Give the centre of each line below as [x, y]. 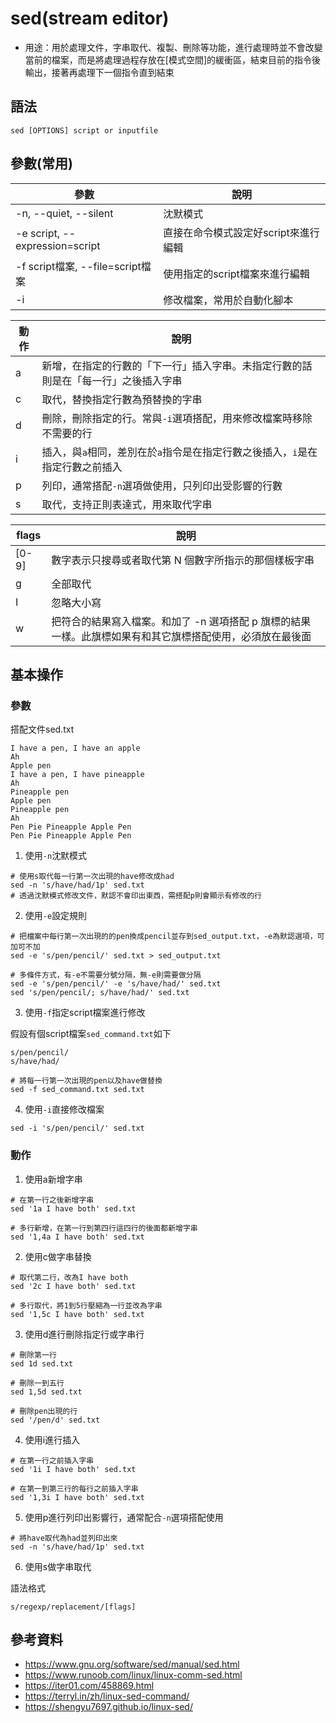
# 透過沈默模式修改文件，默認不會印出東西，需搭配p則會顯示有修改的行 [136, 896]
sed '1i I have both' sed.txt [73, 1469]
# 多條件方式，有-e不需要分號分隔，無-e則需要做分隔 [106, 975]
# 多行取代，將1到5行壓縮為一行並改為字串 [86, 1305]
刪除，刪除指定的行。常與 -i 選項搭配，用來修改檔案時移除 [177, 418]
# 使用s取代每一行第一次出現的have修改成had [92, 877]
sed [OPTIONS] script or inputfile [84, 130]
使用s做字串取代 [58, 1566]
